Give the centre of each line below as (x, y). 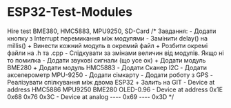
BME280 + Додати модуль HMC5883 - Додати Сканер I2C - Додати (107, 67)
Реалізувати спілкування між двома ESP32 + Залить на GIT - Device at (111, 82)
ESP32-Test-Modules (70, 12)
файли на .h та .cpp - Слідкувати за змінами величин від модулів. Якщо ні (115, 53)
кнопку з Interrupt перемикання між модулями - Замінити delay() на (108, 38)
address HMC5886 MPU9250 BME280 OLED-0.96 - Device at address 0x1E (115, 89)
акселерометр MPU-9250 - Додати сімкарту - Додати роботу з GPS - (110, 75)
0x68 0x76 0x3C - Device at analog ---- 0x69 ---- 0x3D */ (91, 96)
